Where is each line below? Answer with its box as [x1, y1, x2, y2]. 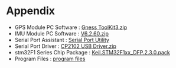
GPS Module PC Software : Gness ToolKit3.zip [14, 24, 128, 31]
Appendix [6, 4, 55, 18]
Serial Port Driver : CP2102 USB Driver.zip [14, 43, 117, 50]
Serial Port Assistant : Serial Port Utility [14, 36, 109, 43]
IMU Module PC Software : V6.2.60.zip [14, 30, 109, 37]
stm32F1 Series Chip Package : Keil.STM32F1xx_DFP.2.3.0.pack [14, 48, 170, 56]
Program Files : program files [14, 55, 86, 62]
